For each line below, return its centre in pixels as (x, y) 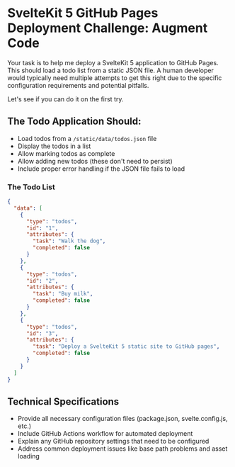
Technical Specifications (63, 401)
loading (29, 456)
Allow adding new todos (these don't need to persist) (95, 161)
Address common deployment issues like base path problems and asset (122, 449)
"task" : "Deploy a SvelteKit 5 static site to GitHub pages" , (126, 347)
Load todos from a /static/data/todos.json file (87, 138)
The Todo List (31, 187)
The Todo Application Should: (74, 122)
